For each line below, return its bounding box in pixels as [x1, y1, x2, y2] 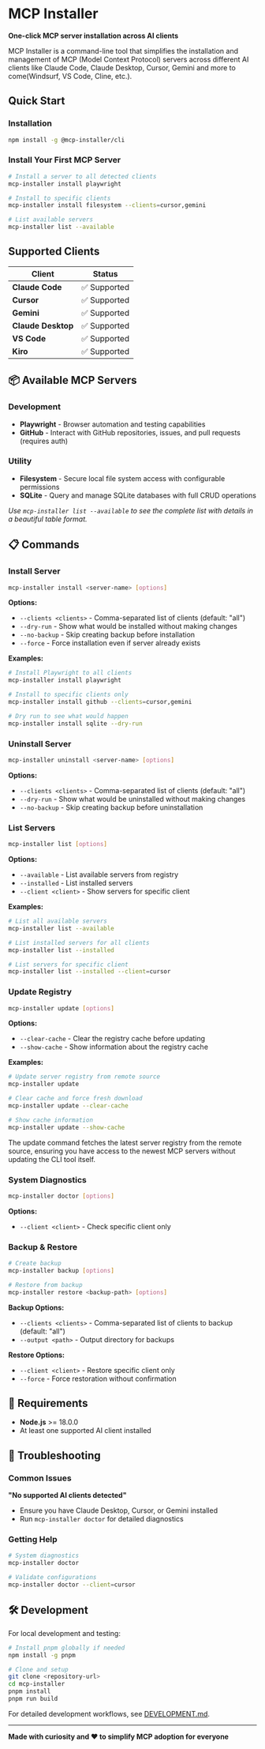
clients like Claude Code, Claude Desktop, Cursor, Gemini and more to [8, 62, 237, 72]
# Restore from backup [8, 1281, 83, 1288]
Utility [8, 456, 32, 467]
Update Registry [8, 987, 73, 998]
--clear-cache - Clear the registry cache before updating [19, 1034, 206, 1044]
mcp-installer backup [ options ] [8, 1267, 114, 1275]
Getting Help [8, 1534, 58, 1545]
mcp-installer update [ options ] [8, 1004, 114, 1012]
